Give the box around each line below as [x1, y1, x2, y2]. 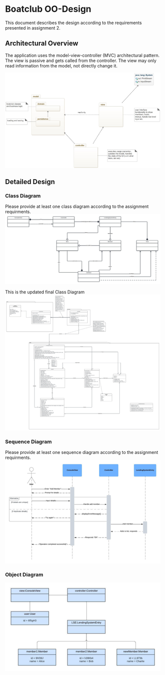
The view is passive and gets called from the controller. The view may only [5, 58, 157, 64]
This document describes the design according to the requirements [5, 20, 142, 26]
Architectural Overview [5, 39, 79, 48]
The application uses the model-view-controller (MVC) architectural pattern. [5, 52, 160, 58]
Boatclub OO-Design [5, 3, 92, 15]
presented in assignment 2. [5, 25, 61, 31]
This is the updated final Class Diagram [5, 289, 85, 295]
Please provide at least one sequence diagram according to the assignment [5, 449, 159, 455]
